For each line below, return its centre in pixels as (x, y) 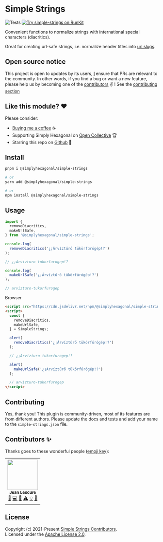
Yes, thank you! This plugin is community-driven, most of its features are (78, 414)
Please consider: (22, 118)
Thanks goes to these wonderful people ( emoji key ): (57, 451)
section (13, 91)
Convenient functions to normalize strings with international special (72, 32)
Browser (13, 298)
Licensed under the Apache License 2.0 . (45, 534)
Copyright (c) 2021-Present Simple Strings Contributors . (61, 529)
